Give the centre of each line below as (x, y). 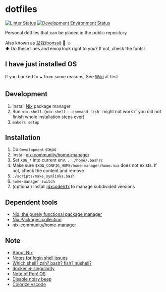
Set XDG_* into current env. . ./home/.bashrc (57, 160)
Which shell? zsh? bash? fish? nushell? (52, 263)
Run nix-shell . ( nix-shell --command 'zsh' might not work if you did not (87, 111)
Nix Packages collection (37, 220)
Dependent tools (31, 202)
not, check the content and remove (48, 171)
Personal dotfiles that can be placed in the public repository (66, 32)
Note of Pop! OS (29, 274)
